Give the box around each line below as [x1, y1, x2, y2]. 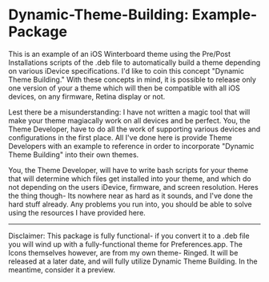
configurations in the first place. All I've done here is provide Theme [8, 132, 232, 142]
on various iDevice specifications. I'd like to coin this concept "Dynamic [8, 66, 244, 75]
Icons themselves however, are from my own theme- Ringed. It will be [8, 248, 239, 257]
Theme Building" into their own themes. [8, 150, 139, 159]
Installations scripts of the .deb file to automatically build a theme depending [8, 58, 261, 67]
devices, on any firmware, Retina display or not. [8, 91, 166, 101]
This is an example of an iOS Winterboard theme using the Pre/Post [8, 49, 231, 58]
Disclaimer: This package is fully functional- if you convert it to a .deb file [8, 231, 250, 240]
